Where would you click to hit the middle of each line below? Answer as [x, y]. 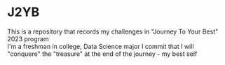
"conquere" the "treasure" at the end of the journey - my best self [102, 54]
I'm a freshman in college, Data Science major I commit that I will [101, 46]
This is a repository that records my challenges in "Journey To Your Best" [113, 31]
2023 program [28, 38]
